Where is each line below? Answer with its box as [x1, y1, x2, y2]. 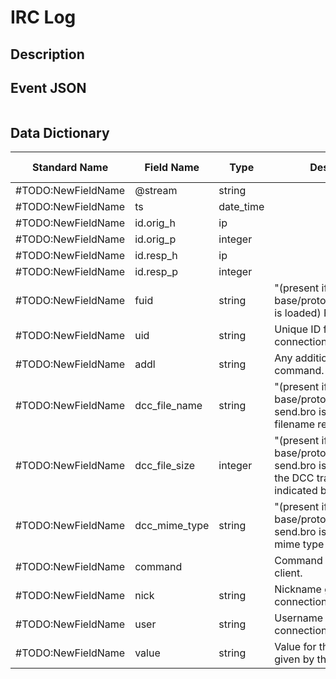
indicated [274, 484, 318, 498]
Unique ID [274, 322, 322, 336]
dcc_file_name [134, 399, 203, 413]
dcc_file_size [134, 459, 196, 473]
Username [274, 611, 323, 625]
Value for [274, 640, 317, 654]
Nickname [274, 582, 322, 596]
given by [274, 652, 315, 666]
